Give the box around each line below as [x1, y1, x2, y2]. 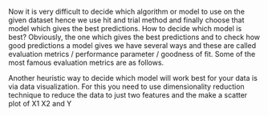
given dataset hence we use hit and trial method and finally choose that [8, 15, 245, 25]
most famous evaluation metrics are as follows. [8, 58, 164, 67]
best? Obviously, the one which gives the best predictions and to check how [8, 32, 261, 42]
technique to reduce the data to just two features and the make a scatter [8, 90, 248, 99]
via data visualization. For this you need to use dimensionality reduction [8, 82, 245, 91]
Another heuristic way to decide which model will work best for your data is [8, 74, 258, 82]
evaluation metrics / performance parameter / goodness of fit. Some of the [8, 50, 256, 58]
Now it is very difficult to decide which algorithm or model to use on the [8, 7, 245, 16]
